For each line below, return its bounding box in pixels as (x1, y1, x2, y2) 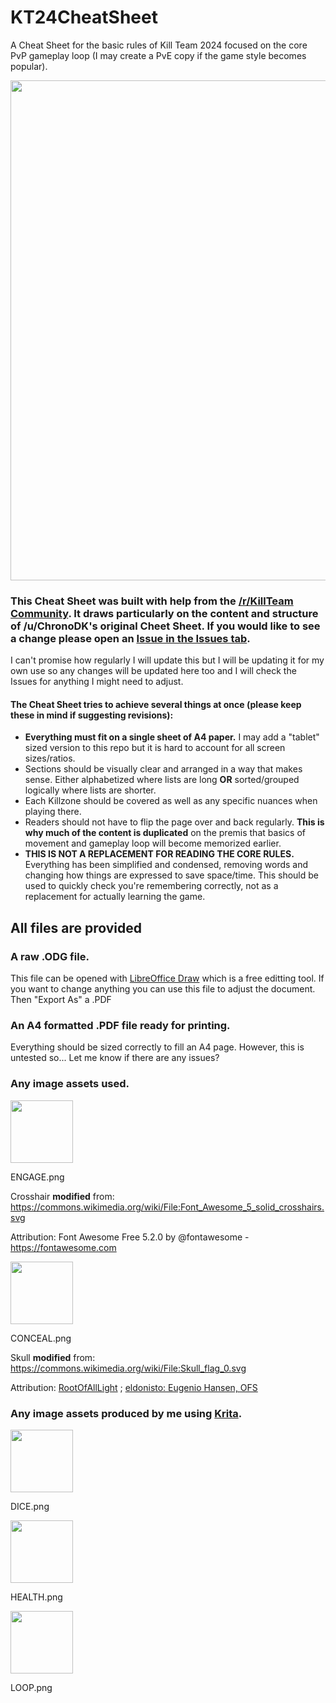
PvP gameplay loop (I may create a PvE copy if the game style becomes (10, 49, 307, 61)
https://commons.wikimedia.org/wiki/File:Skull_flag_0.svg (10, 1362, 247, 1374)
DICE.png (10, 1501, 50, 1513)
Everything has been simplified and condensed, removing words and (24, 859, 309, 871)
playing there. (24, 806, 82, 818)
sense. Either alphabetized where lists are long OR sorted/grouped (24, 774, 300, 786)
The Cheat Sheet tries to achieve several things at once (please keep (10, 698, 302, 710)
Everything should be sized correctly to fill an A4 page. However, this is (10, 1041, 305, 1053)
